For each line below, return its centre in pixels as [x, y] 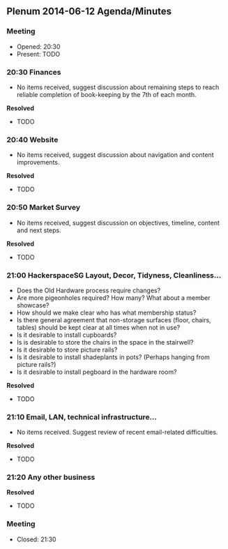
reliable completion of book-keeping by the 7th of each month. [106, 94]
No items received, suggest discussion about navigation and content [115, 155]
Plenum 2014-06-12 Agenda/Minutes [89, 12]
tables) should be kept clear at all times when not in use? [98, 327]
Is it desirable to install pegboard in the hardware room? [97, 372]
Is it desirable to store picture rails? [67, 349]
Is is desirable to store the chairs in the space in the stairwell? [105, 342]
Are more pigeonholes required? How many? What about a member [113, 298]
